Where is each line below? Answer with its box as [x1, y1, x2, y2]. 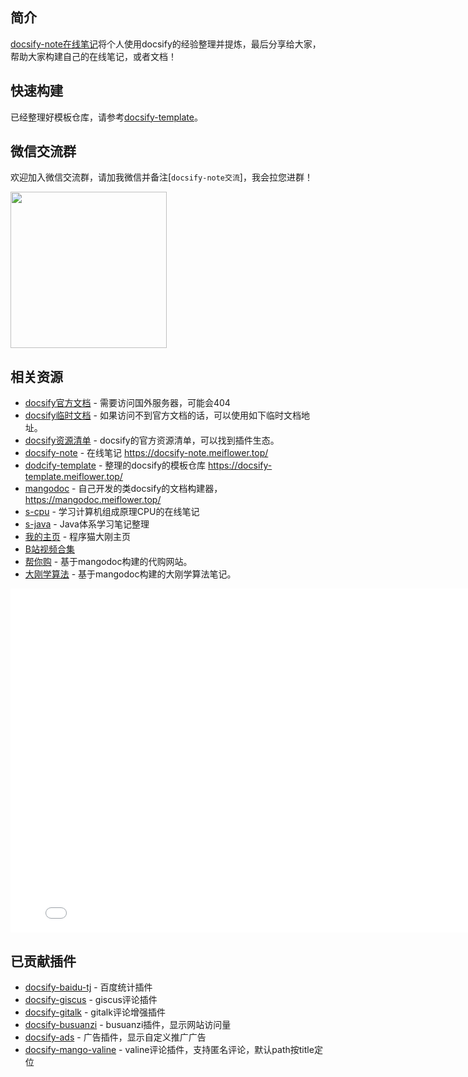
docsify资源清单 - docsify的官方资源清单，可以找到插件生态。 [24, 434, 280, 447]
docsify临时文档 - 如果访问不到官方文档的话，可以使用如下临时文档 [24, 409, 302, 422]
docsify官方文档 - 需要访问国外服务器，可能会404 [24, 397, 231, 409]
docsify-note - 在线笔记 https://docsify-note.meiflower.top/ [24, 447, 269, 459]
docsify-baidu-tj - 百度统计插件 [24, 981, 153, 993]
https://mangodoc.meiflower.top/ [24, 494, 162, 506]
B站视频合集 [24, 543, 75, 555]
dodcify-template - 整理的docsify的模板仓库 [24, 459, 207, 472]
